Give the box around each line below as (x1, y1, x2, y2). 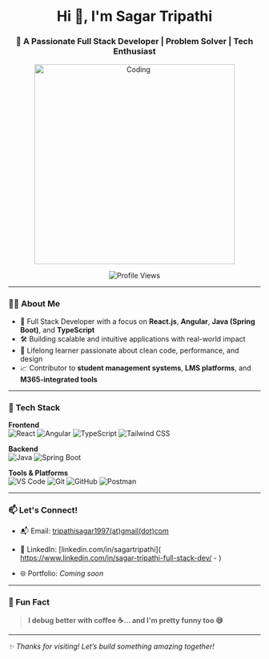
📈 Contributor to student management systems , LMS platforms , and (19, 363, 251, 373)
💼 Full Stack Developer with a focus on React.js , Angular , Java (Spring (19, 316, 255, 326)
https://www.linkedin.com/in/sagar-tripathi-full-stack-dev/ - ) (19, 553, 222, 563)
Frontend (8, 420, 40, 430)
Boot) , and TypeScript (19, 325, 95, 334)
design (19, 353, 43, 363)
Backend (8, 444, 38, 454)
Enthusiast (113, 46, 156, 57)
